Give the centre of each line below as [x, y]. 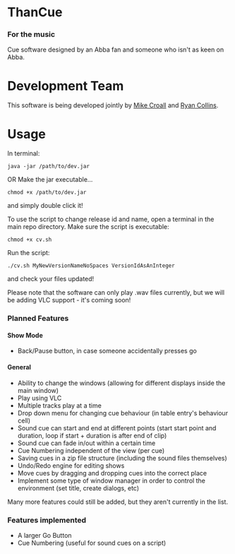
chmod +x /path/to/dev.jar [47, 193]
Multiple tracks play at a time [60, 405]
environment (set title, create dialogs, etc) [78, 488]
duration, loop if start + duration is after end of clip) [92, 435]
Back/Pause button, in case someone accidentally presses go [107, 351]
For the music [31, 35]
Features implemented [47, 520]
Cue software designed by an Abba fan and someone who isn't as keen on [116, 49]
